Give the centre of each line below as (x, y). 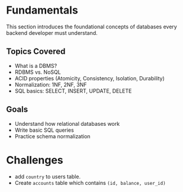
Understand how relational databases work (67, 123)
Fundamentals (42, 10)
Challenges (35, 160)
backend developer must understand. (52, 32)
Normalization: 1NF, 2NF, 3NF (51, 84)
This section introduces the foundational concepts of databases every (92, 27)
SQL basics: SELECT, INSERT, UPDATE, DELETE (73, 91)
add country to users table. (48, 176)
